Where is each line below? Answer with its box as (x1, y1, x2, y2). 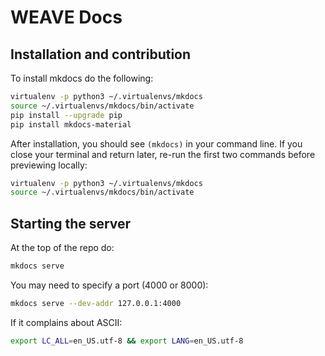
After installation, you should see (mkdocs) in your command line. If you (10, 137, 303, 150)
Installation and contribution (10, 46, 192, 63)
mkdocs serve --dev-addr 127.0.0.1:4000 (10, 298, 182, 308)
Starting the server (10, 215, 132, 232)
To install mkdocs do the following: (10, 72, 154, 84)
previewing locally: (10, 159, 88, 171)
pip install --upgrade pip (10, 110, 123, 120)
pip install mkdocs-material (10, 119, 132, 130)
